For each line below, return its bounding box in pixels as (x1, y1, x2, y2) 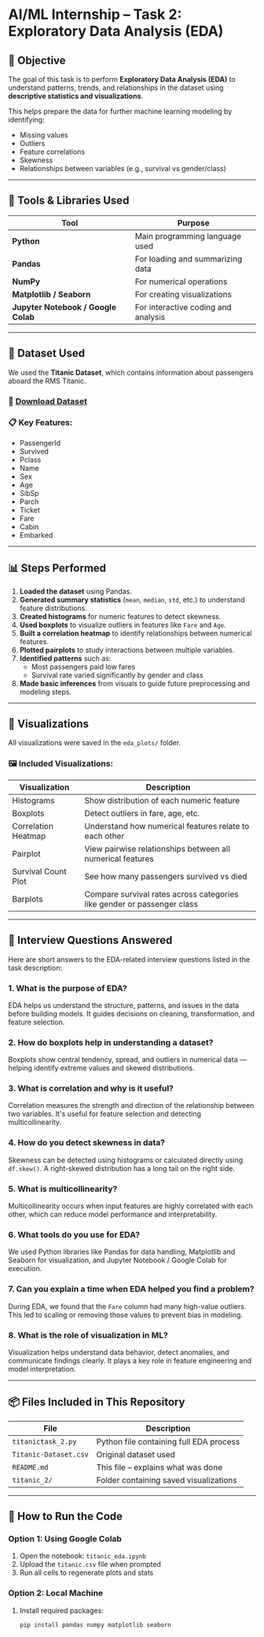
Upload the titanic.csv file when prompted (19, 1560, 161, 1569)
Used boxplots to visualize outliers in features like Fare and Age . (19, 620, 226, 629)
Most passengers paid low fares (31, 662, 136, 671)
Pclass (19, 455, 42, 464)
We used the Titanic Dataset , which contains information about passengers (8, 367, 254, 377)
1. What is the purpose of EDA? (8, 983, 127, 994)
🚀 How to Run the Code (8, 1510, 123, 1523)
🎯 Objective (8, 54, 66, 67)
